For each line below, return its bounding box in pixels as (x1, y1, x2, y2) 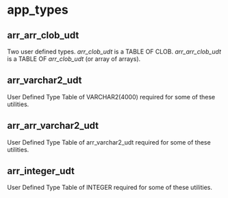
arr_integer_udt (7, 165, 75, 177)
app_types (7, 2, 68, 18)
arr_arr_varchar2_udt (7, 120, 99, 132)
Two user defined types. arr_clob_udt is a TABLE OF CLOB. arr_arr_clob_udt (7, 47, 221, 55)
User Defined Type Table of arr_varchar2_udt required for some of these (7, 138, 211, 146)
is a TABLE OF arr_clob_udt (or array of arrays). (7, 55, 141, 63)
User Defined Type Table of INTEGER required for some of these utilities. (7, 184, 212, 192)
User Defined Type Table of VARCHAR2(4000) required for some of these (7, 92, 216, 101)
